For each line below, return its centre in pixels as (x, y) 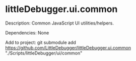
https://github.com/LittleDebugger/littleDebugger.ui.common (68, 47)
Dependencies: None (27, 32)
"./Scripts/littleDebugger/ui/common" (44, 53)
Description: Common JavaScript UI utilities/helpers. (60, 23)
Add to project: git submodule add (41, 42)
